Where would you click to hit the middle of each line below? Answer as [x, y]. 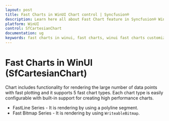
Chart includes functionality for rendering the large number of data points [81, 87]
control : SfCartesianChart [33, 29]
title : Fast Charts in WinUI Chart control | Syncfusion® [67, 15]
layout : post [19, 10]
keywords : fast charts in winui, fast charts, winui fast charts [75, 38]
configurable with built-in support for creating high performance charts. [80, 98]
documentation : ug [24, 33]
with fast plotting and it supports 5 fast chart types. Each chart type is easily [84, 92]
